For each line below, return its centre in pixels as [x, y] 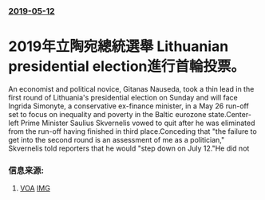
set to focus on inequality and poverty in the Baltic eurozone [107, 114]
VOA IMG [35, 188]
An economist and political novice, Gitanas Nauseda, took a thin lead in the [131, 88]
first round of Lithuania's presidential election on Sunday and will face [123, 97]
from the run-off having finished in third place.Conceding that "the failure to [132, 131]
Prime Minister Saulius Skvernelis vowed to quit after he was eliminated [138, 123]
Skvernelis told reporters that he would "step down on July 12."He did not [129, 148]
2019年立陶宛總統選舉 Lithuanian [119, 47]
